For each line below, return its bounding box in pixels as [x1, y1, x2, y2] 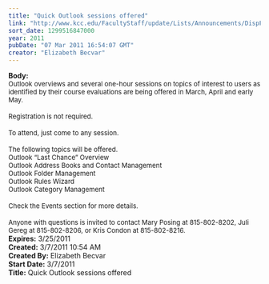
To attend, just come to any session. [8, 129, 119, 137]
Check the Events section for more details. [8, 202, 139, 210]
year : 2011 [8, 34, 45, 42]
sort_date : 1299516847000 [8, 26, 94, 34]
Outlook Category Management [8, 185, 106, 194]
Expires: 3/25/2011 [8, 234, 70, 243]
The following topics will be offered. [8, 145, 118, 154]
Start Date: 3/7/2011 [8, 259, 75, 269]
